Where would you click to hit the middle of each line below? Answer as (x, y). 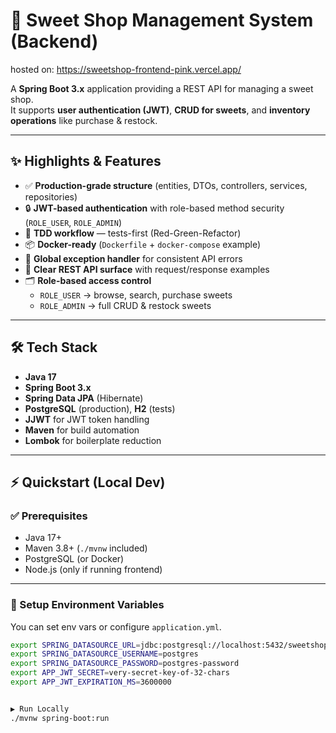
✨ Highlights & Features (86, 161)
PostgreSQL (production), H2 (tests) (100, 408)
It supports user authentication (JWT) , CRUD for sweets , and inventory (160, 110)
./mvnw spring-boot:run (60, 718)
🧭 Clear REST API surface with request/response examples (147, 269)
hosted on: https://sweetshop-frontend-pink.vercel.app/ (126, 69)
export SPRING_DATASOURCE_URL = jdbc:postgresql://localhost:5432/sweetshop (169, 645)
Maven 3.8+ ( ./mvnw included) (86, 548)
